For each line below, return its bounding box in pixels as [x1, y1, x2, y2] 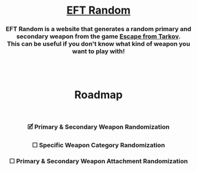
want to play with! [72, 47, 125, 55]
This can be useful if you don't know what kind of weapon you [7, 40, 190, 48]
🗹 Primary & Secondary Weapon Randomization [27, 123, 170, 131]
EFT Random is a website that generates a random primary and [5, 25, 192, 33]
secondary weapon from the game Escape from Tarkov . [16, 32, 181, 41]
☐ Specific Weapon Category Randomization [32, 141, 165, 150]
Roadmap [74, 88, 123, 101]
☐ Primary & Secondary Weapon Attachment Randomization [9, 157, 188, 166]
